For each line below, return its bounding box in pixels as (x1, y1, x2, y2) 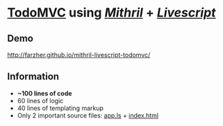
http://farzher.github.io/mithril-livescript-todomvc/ (7, 51, 151, 59)
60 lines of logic (17, 96, 64, 105)
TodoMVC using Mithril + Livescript (7, 5, 217, 21)
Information (7, 71, 60, 82)
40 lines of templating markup (17, 104, 104, 112)
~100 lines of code (17, 89, 72, 98)
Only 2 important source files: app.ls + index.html (17, 111, 158, 119)
